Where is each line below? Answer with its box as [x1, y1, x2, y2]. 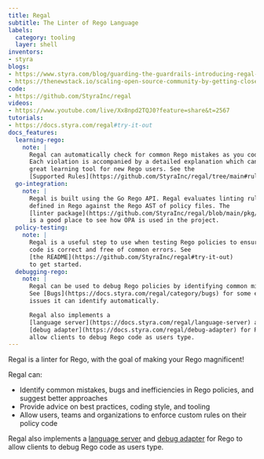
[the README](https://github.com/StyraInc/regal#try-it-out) [28, 253, 234, 261]
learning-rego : [15, 135, 65, 144]
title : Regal [8, 11, 51, 20]
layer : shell [15, 41, 58, 49]
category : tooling [15, 33, 76, 42]
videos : [8, 99, 34, 107]
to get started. [28, 261, 82, 268]
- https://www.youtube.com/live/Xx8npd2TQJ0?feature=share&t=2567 [8, 107, 230, 115]
